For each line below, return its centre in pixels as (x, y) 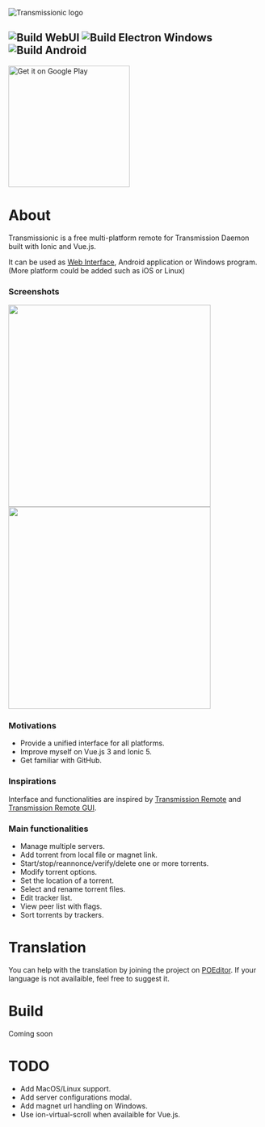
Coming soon (31, 1033)
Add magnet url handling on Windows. (84, 1106)
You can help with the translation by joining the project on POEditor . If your (132, 969)
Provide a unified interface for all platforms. (92, 743)
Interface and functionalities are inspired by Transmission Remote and (125, 799)
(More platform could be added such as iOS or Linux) (97, 270)
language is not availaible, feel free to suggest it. (89, 978)
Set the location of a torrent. (67, 880)
